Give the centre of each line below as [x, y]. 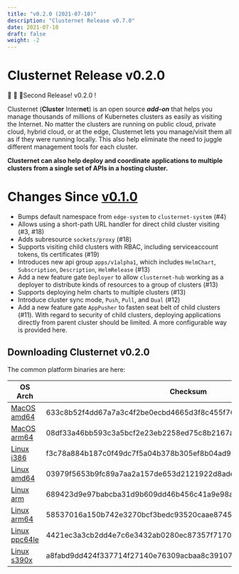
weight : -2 [23, 41]
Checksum [188, 391]
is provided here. [42, 330]
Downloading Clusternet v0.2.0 [79, 352]
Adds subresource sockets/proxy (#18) [75, 239]
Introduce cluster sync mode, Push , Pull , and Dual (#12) [99, 300]
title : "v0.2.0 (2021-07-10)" [52, 14]
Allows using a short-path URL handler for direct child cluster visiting [118, 224]
